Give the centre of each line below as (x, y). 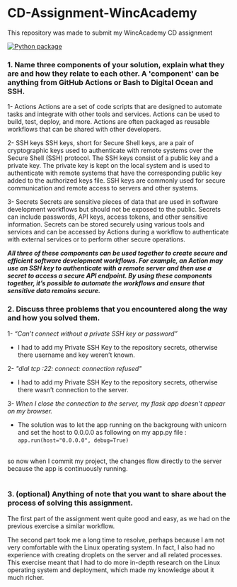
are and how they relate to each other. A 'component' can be (113, 74)
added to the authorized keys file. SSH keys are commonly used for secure (116, 181)
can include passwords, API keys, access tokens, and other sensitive (108, 217)
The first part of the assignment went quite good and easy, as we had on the (119, 518)
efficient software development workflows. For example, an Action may (115, 261)
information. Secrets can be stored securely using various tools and (106, 224)
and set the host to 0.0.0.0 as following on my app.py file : (102, 432)
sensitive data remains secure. (54, 291)
